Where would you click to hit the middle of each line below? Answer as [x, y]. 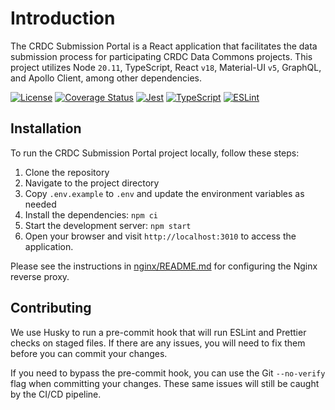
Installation [46, 128]
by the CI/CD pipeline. [56, 394]
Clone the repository [67, 172]
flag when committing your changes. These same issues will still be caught [165, 383]
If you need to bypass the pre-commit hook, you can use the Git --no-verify [168, 373]
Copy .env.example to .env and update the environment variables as [164, 193]
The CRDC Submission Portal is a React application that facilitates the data [164, 46]
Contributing [51, 308]
